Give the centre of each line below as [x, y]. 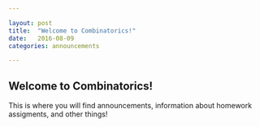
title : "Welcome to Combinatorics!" [72, 31]
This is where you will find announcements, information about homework [130, 106]
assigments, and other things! [58, 114]
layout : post [30, 23]
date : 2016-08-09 [41, 38]
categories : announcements [54, 46]
